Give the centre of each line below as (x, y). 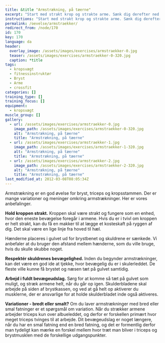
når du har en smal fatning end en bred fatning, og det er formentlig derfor (80, 325)
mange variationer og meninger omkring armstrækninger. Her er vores (76, 198)
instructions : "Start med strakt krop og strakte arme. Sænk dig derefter (83, 19)
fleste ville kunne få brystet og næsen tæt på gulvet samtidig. (67, 269)
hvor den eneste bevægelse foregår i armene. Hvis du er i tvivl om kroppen (81, 218)
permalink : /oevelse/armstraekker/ (41, 23)
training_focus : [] (25, 102)
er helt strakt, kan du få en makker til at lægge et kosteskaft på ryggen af (79, 224)
